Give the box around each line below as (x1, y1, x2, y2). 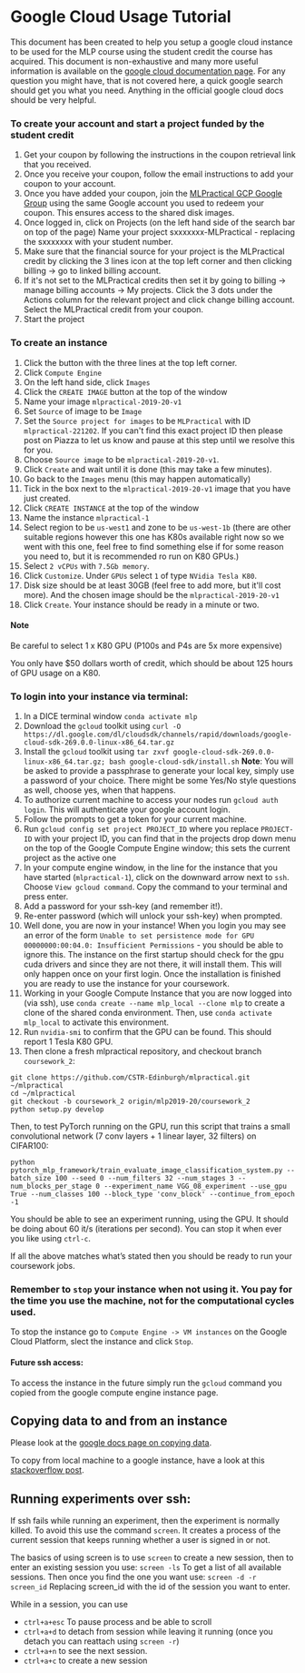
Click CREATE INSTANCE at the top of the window (23, 502, 200, 513)
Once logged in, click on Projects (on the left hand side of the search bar (23, 217, 296, 228)
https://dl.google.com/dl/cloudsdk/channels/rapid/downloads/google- (23, 730, 293, 739)
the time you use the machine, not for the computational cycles (10, 1294, 295, 1307)
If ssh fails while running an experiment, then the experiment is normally (10, 1516, 280, 1526)
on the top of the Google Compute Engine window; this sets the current (23, 843, 290, 854)
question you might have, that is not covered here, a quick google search (10, 75, 284, 86)
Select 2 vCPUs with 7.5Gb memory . (23, 560, 150, 571)
